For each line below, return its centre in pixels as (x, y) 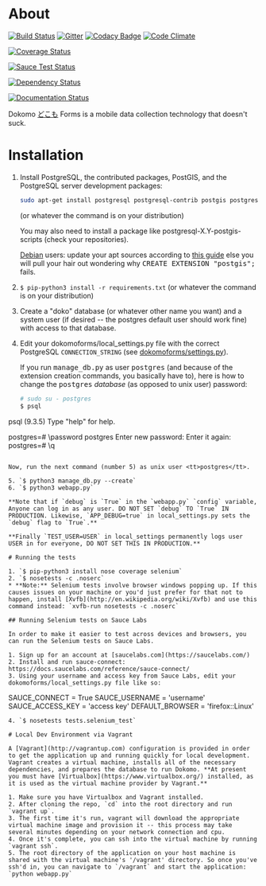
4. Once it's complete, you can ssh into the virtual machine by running (133, 839)
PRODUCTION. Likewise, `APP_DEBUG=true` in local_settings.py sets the (129, 515)
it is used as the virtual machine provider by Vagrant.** (108, 783)
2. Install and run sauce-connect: (67, 662)
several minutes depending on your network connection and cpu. (117, 832)
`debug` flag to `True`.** (53, 522)
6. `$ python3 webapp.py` (51, 488)
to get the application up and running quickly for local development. (129, 755)
